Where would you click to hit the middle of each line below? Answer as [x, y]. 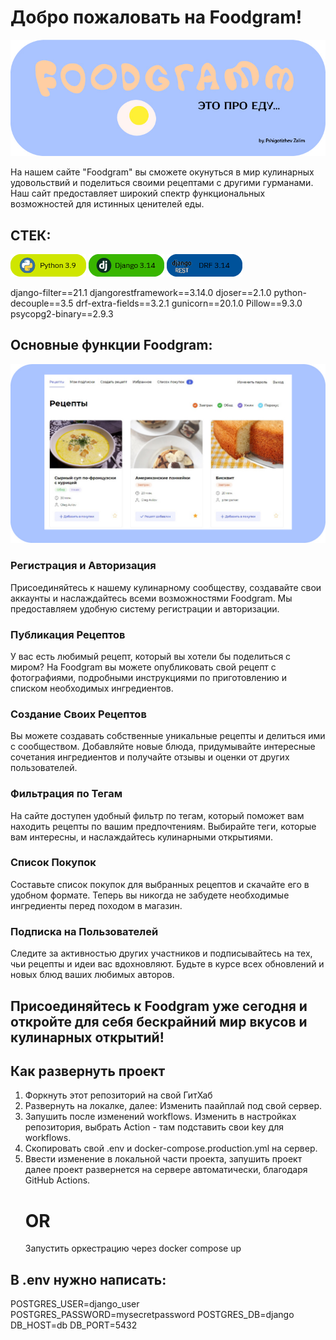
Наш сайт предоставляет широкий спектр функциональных [138, 193]
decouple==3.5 [42, 303]
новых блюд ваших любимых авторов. [92, 975]
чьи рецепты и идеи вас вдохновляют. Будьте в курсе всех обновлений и [167, 964]
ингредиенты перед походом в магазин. [96, 905]
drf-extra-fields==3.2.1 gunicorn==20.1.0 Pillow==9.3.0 [189, 303]
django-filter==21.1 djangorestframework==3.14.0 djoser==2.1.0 [141, 293]
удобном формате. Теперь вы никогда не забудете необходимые [150, 895]
